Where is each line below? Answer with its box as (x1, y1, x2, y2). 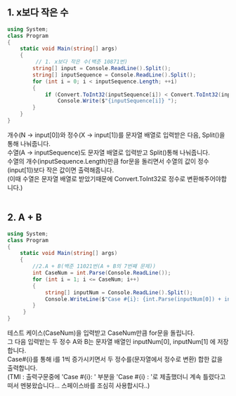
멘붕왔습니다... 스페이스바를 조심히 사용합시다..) (20, 381, 150, 390)
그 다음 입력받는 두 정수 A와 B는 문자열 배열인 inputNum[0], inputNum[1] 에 (7, 338, 216, 345)
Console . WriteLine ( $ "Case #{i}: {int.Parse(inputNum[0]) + (44, 296, 221, 303)
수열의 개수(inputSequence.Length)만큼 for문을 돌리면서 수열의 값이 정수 (7, 157, 209, 165)
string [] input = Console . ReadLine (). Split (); (32, 65, 171, 72)
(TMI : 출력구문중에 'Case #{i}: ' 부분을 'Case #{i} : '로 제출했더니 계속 (7, 373, 202, 381)
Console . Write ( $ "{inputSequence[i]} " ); (57, 98, 178, 105)
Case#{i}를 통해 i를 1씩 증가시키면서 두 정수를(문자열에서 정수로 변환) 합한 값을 (7, 355, 223, 363)
